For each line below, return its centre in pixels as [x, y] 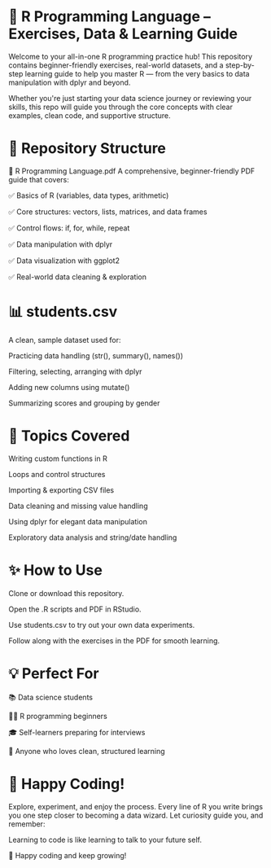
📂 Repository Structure [87, 149]
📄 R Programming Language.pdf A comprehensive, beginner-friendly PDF [132, 171]
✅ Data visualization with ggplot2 [64, 261]
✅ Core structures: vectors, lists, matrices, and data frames [108, 212]
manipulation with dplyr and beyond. [70, 82]
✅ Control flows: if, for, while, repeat [69, 228]
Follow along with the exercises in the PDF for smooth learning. [114, 640]
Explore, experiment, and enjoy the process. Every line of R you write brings [135, 806]
